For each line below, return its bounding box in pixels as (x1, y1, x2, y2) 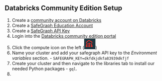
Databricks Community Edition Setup (4, 4, 123, 12)
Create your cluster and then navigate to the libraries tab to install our (11, 60, 155, 66)
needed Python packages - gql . (11, 66, 78, 72)
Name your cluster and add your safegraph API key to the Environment (11, 50, 158, 56)
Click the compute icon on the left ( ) (11, 44, 97, 50)
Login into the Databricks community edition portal (11, 33, 117, 39)
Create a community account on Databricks (11, 17, 102, 23)
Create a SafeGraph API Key (11, 27, 70, 34)
